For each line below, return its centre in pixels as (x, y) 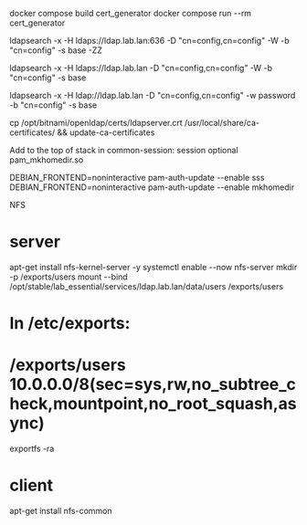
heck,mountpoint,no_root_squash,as (153, 404)
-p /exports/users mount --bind (69, 277)
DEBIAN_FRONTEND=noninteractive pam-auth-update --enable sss (137, 178)
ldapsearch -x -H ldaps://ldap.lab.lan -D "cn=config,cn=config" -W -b (141, 68)
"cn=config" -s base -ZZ (56, 50)
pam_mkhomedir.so (47, 160)
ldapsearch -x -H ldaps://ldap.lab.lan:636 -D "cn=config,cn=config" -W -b (149, 41)
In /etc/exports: (70, 324)
